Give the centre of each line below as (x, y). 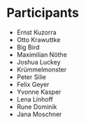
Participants (43, 13)
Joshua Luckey (38, 62)
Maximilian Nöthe (42, 55)
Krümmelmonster (42, 69)
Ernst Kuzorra (36, 32)
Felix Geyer (33, 84)
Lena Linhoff (35, 99)
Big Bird (28, 47)
